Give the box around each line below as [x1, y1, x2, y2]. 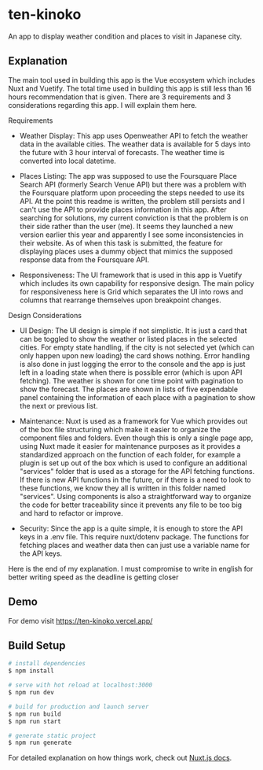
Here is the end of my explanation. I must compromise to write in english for [8, 564, 254, 573]
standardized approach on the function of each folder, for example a [19, 450, 241, 459]
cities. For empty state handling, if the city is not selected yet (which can [19, 342, 255, 352]
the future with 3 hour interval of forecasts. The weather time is [19, 147, 225, 157]
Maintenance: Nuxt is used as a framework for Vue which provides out [19, 416, 248, 426]
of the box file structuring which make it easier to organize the [19, 424, 221, 434]
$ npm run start [8, 717, 61, 725]
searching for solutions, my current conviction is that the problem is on [19, 213, 249, 222]
